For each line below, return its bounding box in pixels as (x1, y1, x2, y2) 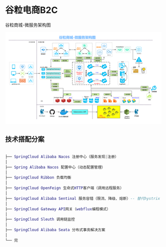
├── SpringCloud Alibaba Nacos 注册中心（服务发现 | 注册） (5, 154, 119, 159)
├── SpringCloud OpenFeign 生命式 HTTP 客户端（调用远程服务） (5, 185, 124, 191)
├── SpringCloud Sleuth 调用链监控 (5, 217, 76, 222)
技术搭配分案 (5, 135, 45, 143)
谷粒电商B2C (5, 4, 58, 16)
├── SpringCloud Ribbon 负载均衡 (5, 175, 72, 180)
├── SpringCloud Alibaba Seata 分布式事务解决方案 (5, 228, 105, 233)
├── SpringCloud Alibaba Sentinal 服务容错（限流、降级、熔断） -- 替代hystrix (5, 196, 161, 201)
